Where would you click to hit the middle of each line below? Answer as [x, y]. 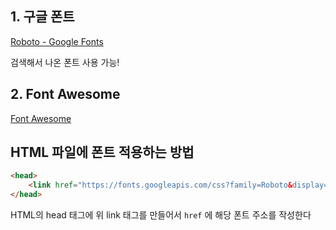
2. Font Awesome [65, 94]
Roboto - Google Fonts [57, 41]
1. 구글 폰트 [42, 17]
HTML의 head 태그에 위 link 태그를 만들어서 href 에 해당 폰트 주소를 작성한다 [161, 215]
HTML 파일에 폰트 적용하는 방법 [102, 152]
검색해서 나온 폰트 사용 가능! [65, 62]
